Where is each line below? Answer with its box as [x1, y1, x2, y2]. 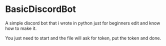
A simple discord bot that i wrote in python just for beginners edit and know [5, 20, 160, 26]
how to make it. [5, 25, 37, 31]
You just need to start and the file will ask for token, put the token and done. [5, 35, 161, 41]
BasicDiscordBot [5, 3, 76, 15]
